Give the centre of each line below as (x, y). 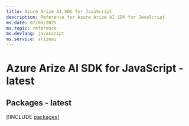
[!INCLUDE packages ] (33, 117)
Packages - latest (39, 103)
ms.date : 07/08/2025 (32, 22)
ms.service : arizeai (32, 39)
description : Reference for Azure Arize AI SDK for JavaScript (86, 17)
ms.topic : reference (32, 28)
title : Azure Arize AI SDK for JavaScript (59, 12)
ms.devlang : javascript (35, 34)
